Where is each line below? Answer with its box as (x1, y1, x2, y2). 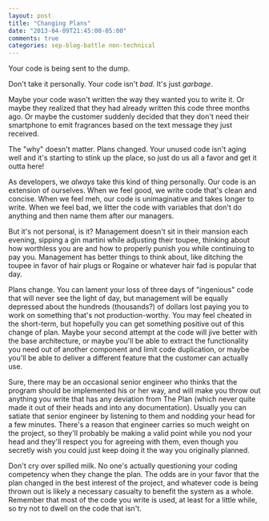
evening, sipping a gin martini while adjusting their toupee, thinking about (8, 235, 250, 245)
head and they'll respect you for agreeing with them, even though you (8, 437, 239, 446)
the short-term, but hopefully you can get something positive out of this (8, 319, 245, 329)
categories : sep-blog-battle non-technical (8, 42, 156, 50)
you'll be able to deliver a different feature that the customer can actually (8, 353, 249, 363)
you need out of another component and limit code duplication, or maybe (8, 344, 250, 354)
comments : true (8, 34, 59, 43)
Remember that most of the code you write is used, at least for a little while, (8, 495, 258, 505)
